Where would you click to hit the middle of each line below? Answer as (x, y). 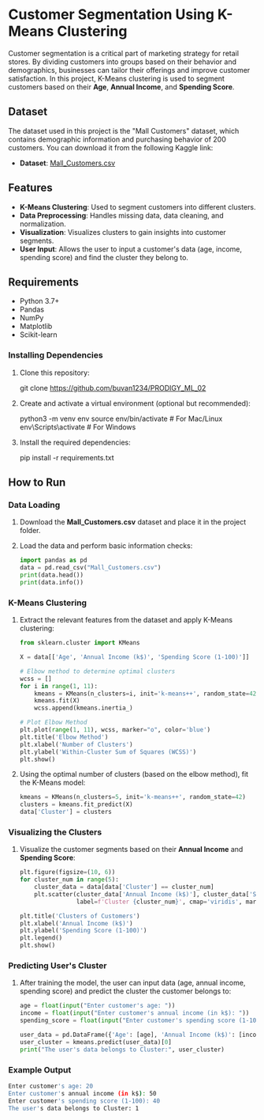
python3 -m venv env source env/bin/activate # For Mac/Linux (121, 418)
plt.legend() (41, 938)
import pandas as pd (53, 560)
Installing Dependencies (56, 355)
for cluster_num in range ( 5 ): (69, 880)
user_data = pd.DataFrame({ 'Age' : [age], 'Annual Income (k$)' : (127, 1035)
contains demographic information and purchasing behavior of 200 (117, 139)
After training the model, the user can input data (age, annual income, (132, 983)
